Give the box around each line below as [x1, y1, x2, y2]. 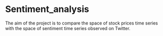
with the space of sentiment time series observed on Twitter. [5, 25, 130, 31]
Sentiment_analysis [5, 3, 89, 15]
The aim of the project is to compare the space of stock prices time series [5, 20, 158, 26]
